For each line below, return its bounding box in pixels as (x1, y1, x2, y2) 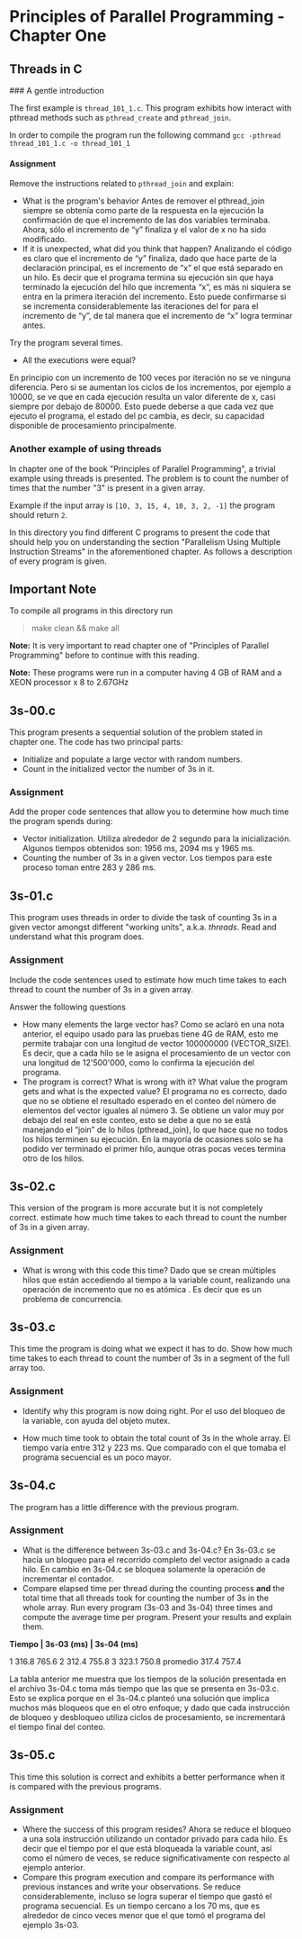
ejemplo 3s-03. (22, 1919, 79, 1930)
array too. (9, 1363, 46, 1373)
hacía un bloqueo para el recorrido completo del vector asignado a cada (22, 1554, 290, 1564)
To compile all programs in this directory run (9, 605, 173, 616)
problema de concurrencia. (22, 1293, 123, 1304)
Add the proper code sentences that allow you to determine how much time (9, 806, 289, 817)
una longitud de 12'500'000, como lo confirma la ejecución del (22, 1056, 254, 1068)
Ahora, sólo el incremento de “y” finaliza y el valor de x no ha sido (22, 224, 267, 235)
